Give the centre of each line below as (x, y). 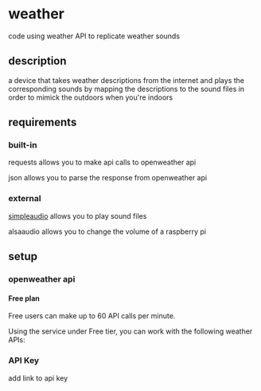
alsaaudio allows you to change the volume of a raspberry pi (107, 231)
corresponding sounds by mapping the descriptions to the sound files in (127, 89)
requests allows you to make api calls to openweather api (102, 162)
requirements (43, 122)
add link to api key (38, 378)
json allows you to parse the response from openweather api (108, 178)
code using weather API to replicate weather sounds (94, 36)
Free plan (24, 298)
